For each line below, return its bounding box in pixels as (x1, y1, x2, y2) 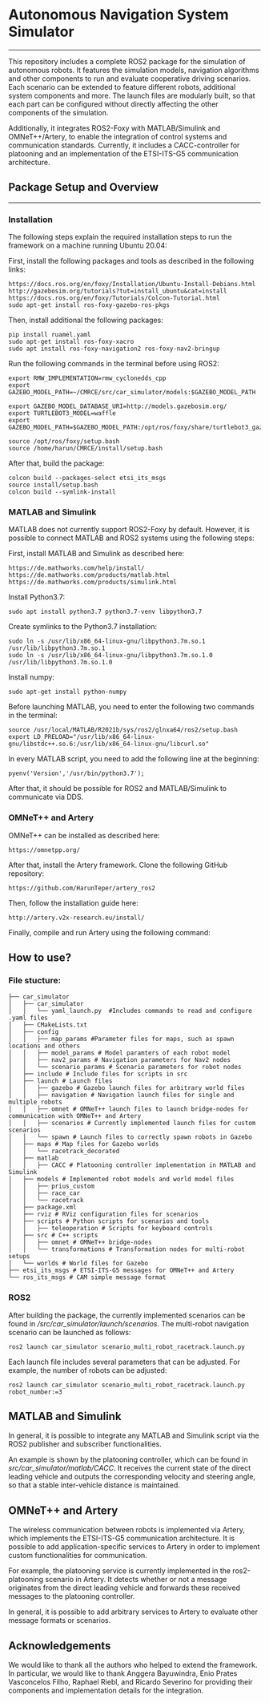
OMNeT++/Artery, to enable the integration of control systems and (8, 131, 227, 141)
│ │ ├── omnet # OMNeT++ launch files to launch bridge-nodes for (8, 1105, 249, 1113)
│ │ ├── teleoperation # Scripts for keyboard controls (8, 1225, 214, 1233)
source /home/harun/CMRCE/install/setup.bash (8, 445, 163, 453)
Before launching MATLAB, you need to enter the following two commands (8, 702, 255, 712)
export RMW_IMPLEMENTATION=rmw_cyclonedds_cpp (8, 374, 167, 382)
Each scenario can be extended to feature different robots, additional (8, 82, 236, 91)
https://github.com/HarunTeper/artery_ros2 (8, 884, 156, 892)
